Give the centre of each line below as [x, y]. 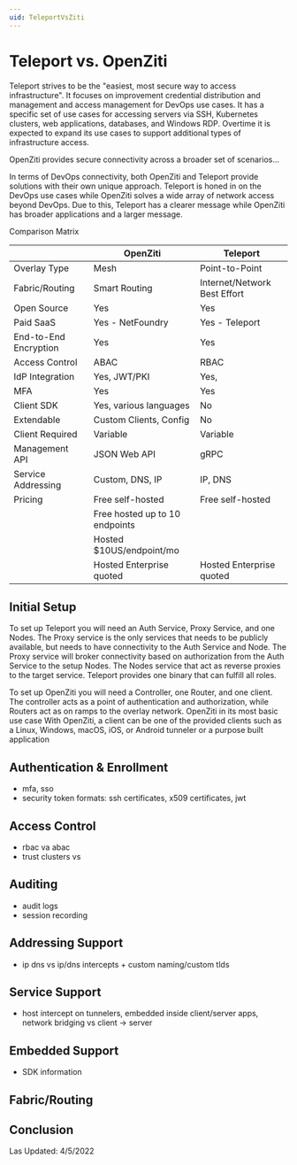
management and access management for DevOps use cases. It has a [137, 104]
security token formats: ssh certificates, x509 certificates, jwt [134, 799]
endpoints [114, 525]
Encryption [36, 348]
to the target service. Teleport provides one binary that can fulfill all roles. [143, 675]
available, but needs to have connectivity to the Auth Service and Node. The [148, 647]
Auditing [34, 885]
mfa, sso [38, 789]
